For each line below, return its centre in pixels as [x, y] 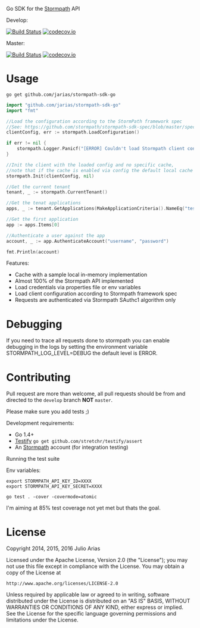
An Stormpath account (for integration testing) [71, 447]
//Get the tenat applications [44, 203]
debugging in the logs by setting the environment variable [77, 347]
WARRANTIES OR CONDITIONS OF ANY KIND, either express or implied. [95, 607]
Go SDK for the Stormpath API [43, 9]
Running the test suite [33, 459]
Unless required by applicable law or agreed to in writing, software [88, 595]
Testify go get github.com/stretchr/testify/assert [79, 441]
